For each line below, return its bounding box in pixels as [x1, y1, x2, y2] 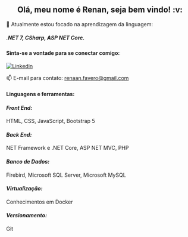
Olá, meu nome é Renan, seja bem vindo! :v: [17, 5, 183, 15]
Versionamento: [6, 212, 48, 219]
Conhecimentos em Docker [6, 198, 73, 205]
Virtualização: [6, 185, 43, 192]
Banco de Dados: [6, 158, 50, 165]
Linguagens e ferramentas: [6, 90, 75, 97]
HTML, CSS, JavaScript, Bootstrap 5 [6, 118, 95, 125]
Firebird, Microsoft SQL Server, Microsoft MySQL [6, 171, 126, 178]
